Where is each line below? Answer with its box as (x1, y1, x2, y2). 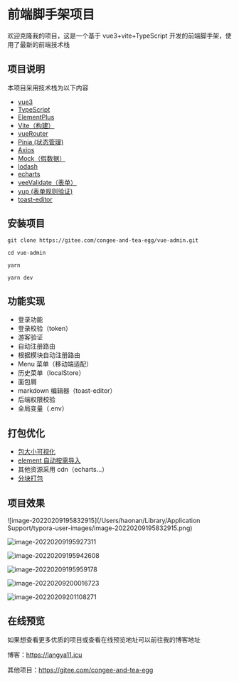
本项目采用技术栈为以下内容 (7, 83, 89, 92)
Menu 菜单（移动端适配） (17, 360, 93, 369)
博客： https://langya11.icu (7, 650, 83, 659)
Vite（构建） (17, 121, 55, 130)
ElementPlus (17, 112, 55, 121)
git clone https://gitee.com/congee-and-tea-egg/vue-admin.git (7, 236, 199, 244)
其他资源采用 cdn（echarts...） (17, 465, 109, 474)
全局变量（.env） (17, 404, 68, 413)
